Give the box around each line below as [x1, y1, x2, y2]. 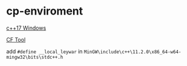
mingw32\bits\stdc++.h [6, 54, 63, 60]
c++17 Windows [6, 24, 46, 31]
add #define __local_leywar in [6, 47, 83, 55]
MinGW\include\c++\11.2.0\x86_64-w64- [84, 48, 182, 55]
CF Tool [6, 36, 26, 43]
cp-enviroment [6, 4, 83, 18]
